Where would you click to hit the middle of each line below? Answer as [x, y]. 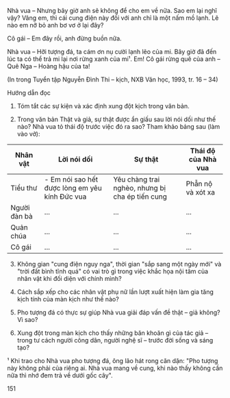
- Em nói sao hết [71, 179]
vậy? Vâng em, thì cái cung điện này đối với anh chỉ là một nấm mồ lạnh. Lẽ [113, 18]
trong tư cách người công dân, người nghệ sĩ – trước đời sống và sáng [115, 340]
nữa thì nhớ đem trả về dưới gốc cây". [60, 375]
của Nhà [203, 159]
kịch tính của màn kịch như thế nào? [68, 299]
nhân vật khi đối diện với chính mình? [69, 278]
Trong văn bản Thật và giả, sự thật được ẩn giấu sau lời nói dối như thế [116, 119]
